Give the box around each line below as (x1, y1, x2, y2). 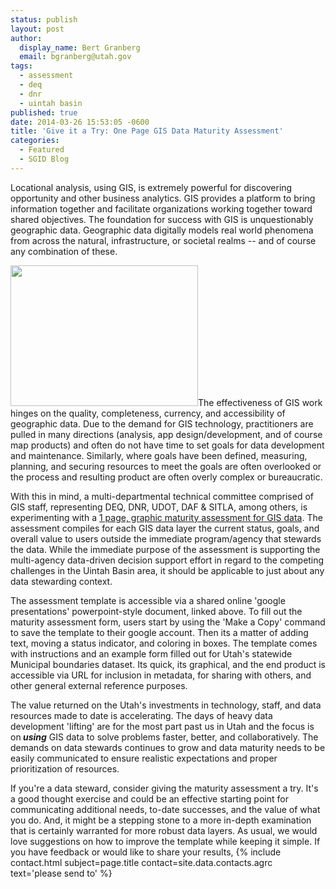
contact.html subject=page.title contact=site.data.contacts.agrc (10, 856, 273, 868)
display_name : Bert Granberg (19, 42, 141, 53)
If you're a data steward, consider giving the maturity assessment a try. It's (10, 782, 319, 794)
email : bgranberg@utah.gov (19, 52, 132, 62)
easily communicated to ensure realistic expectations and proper (10, 752, 278, 764)
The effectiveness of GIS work (198, 396, 323, 408)
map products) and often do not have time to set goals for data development (10, 439, 325, 451)
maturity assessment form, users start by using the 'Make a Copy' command (10, 616, 326, 628)
